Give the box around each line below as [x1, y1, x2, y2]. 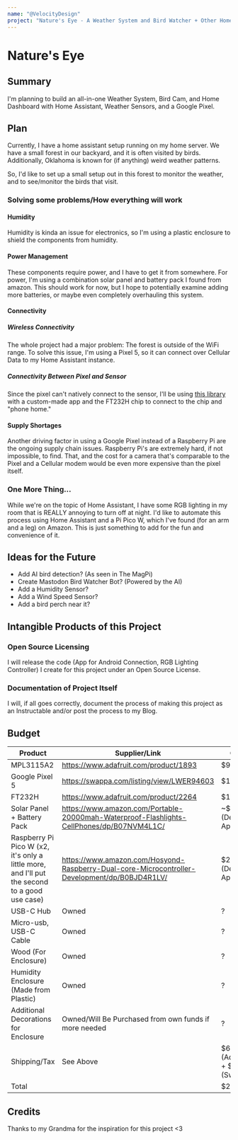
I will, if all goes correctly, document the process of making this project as [7, 699, 223, 708]
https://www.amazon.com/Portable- [61, 804, 183, 814]
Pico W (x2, [11, 842, 50, 852]
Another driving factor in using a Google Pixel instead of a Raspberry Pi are [7, 437, 227, 445]
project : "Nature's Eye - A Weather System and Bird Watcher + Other [7, 17, 217, 24]
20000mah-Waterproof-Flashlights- [61, 812, 187, 822]
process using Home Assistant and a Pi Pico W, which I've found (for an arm [7, 515, 229, 524]
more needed [61, 1023, 107, 1033]
